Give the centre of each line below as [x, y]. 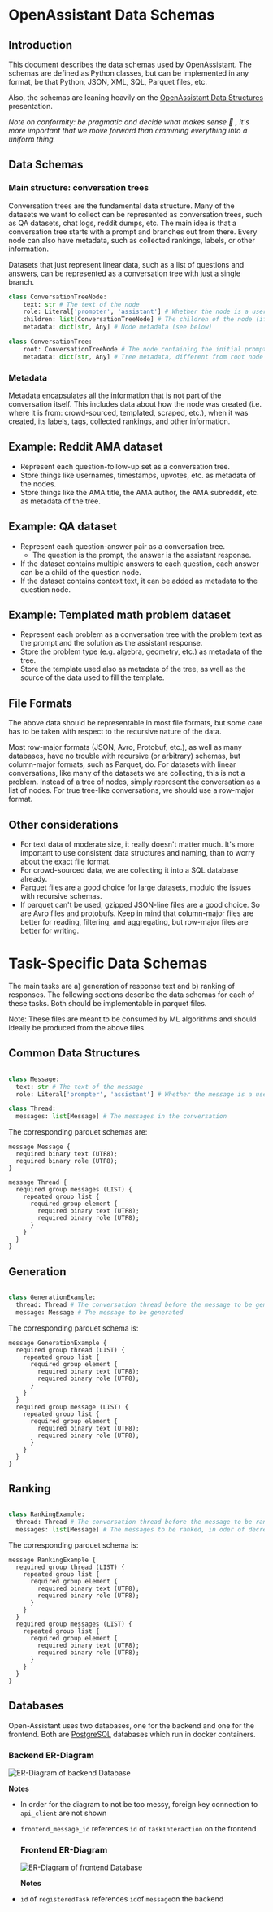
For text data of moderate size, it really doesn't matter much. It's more [137, 844]
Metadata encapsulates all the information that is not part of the [115, 395]
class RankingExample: [47, 1514]
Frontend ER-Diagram [64, 1850]
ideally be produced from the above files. [77, 1027]
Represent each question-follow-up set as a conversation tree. [125, 466]
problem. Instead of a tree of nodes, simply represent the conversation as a [134, 782]
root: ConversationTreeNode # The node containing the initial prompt [145, 349]
